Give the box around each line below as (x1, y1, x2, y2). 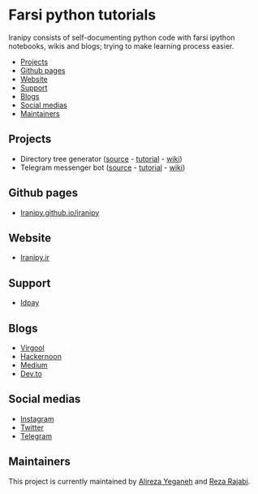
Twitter (19, 422, 45, 432)
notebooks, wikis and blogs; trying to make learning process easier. (8, 41, 234, 50)
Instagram (19, 414, 54, 423)
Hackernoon (19, 352, 62, 361)
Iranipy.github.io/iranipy (19, 207, 100, 217)
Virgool (19, 343, 45, 353)
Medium (19, 360, 49, 370)
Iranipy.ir (19, 253, 50, 262)
